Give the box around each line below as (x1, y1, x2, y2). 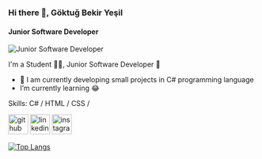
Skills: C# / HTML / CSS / (8, 99, 90, 108)
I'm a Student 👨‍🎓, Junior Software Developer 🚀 (8, 59, 161, 70)
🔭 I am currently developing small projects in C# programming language (19, 75, 255, 85)
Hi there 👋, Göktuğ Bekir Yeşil (8, 7, 123, 18)
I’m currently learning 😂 (19, 83, 101, 93)
